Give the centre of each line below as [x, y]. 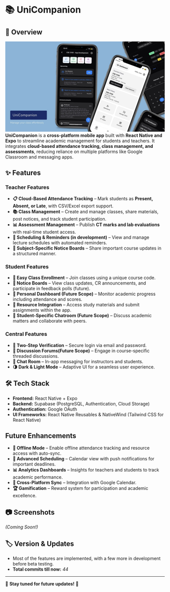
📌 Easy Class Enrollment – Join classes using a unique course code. [84, 278]
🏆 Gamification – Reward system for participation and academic [80, 488]
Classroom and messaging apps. [39, 157]
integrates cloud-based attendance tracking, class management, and [79, 146]
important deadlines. [34, 464]
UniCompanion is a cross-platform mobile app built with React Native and [84, 135]
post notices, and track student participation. [59, 219]
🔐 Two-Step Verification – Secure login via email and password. [79, 345]
